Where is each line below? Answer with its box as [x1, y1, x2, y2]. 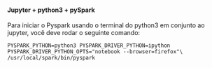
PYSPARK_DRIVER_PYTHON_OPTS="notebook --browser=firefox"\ [7, 48, 183, 55]
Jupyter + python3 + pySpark [7, 6, 96, 14]
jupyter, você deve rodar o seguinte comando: [7, 29, 141, 37]
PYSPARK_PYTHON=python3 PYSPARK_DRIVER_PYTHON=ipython [7, 42, 171, 49]
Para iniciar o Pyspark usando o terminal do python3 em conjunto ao [7, 21, 205, 29]
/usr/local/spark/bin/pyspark [7, 55, 96, 62]
